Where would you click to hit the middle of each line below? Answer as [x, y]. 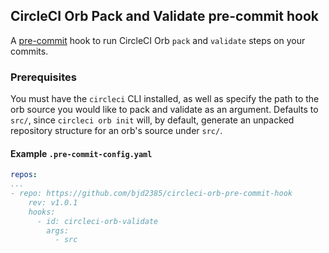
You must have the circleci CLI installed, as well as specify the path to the [165, 99]
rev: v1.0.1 [53, 202]
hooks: [42, 212]
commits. [29, 51]
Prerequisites [43, 77]
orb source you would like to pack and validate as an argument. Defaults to [164, 110]
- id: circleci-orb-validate [97, 221]
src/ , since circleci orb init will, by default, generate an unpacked [152, 120]
